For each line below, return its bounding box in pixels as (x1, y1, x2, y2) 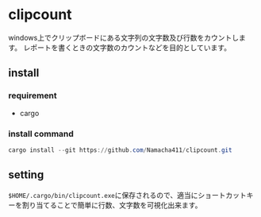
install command (8, 128, 74, 139)
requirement (8, 90, 57, 101)
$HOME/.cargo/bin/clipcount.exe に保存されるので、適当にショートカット (8, 190, 248, 200)
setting (8, 169, 44, 182)
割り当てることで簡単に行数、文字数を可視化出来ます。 (21, 200, 202, 210)
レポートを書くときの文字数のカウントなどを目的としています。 (23, 42, 232, 52)
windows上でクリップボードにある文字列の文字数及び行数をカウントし (8, 33, 240, 42)
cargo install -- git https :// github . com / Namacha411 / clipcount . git (8, 145, 232, 154)
